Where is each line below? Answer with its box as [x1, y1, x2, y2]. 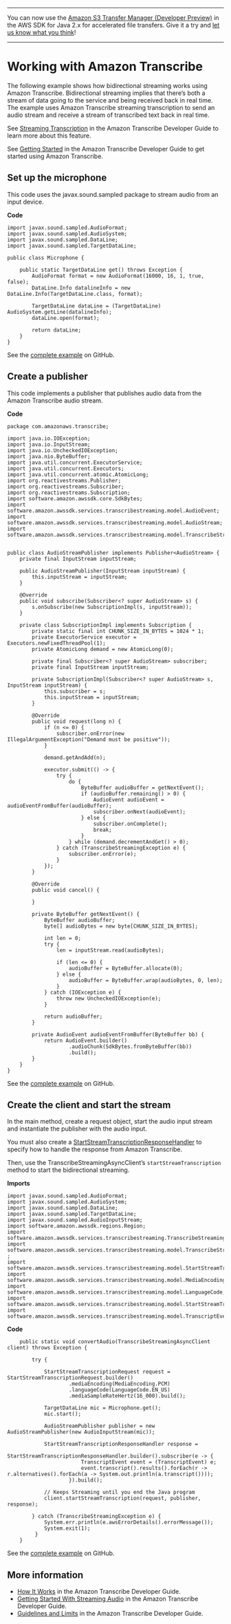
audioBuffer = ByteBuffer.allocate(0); [68, 965, 184, 972]
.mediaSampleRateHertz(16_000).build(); [68, 1393, 186, 1400]
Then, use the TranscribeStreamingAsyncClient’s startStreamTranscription [7, 1159, 221, 1167]
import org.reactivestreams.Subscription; [7, 489, 131, 496]
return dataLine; [32, 326, 81, 334]
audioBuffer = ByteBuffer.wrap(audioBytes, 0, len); [68, 976, 223, 984]
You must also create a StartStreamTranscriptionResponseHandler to [7, 1138, 202, 1146]
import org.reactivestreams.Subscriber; [7, 483, 125, 490]
